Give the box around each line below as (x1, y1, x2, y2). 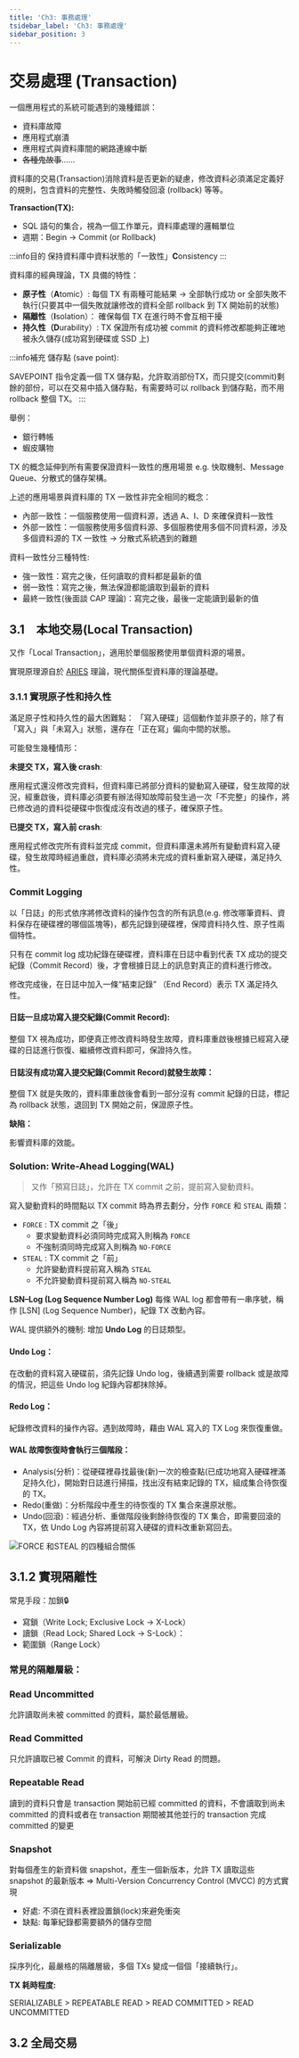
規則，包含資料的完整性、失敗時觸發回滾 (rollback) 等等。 (16, 185, 229, 195)
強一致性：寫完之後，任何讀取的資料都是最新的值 (21, 571, 202, 582)
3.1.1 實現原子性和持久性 (9, 690, 112, 703)
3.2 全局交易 (9, 2035, 78, 2050)
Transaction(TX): (9, 202, 75, 213)
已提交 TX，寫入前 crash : (9, 822, 102, 832)
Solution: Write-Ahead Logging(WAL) (9, 1161, 175, 1173)
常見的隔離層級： (9, 1663, 83, 1675)
